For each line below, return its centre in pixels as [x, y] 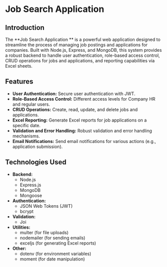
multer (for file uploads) [44, 232]
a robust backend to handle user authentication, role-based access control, [83, 55]
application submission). [38, 146]
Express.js [30, 185]
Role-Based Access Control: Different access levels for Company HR [84, 99]
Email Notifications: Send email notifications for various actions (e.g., [84, 141]
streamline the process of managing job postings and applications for [77, 45]
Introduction [25, 28]
